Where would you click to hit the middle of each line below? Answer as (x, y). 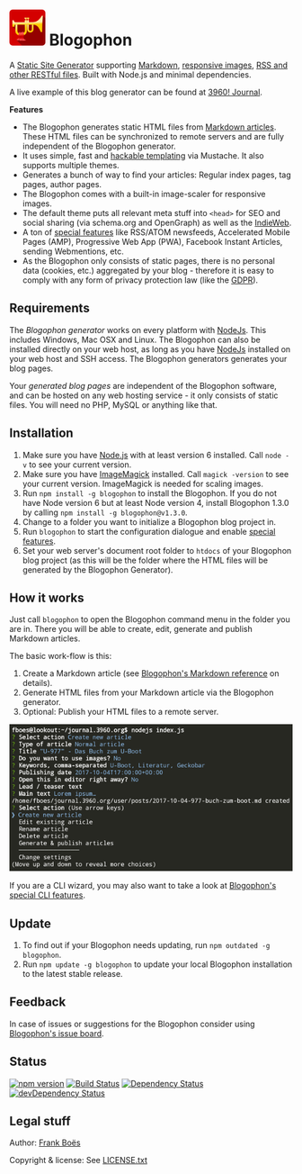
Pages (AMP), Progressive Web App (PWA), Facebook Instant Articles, (152, 241)
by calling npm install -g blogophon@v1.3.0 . (105, 512)
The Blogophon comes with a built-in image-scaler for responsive (144, 194)
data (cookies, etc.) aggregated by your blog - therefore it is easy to (148, 270)
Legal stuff (40, 1121)
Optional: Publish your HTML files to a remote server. (120, 712)
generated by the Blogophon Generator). (98, 569)
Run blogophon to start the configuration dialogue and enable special (149, 531)
